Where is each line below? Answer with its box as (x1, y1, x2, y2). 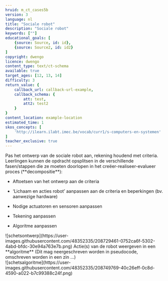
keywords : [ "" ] (5, 31, 37, 36)
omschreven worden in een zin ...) (5, 254, 76, 260)
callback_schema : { (14, 92, 55, 97)
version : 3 (5, 12, 28, 17)
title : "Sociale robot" (5, 21, 55, 27)
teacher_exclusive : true (5, 139, 58, 144)
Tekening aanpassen (12, 213, 56, 219)
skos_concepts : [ (5, 125, 42, 130)
